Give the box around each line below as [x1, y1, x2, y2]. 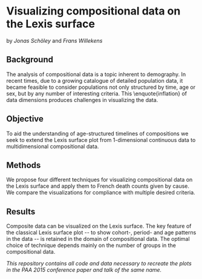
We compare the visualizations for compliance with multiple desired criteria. [6, 189, 195, 196]
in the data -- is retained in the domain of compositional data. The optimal [6, 236, 190, 243]
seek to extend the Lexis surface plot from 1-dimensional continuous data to [6, 136, 196, 143]
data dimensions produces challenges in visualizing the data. [6, 96, 158, 103]
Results [6, 207, 36, 217]
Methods [6, 160, 41, 170]
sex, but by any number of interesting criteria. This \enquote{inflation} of [6, 89, 187, 97]
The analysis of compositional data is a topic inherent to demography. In [6, 71, 186, 78]
